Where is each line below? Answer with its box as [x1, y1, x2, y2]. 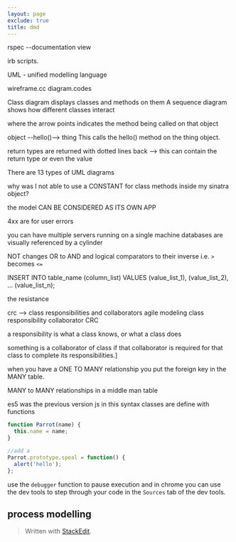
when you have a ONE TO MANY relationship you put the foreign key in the [7, 365, 227, 374]
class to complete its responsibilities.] [7, 351, 118, 359]
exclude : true [7, 17, 50, 24]
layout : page [7, 10, 46, 18]
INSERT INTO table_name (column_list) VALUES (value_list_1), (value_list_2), [7, 273, 229, 282]
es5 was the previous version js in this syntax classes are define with [7, 400, 210, 408]
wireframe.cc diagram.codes [7, 85, 92, 93]
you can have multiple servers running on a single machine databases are [7, 231, 224, 239]
